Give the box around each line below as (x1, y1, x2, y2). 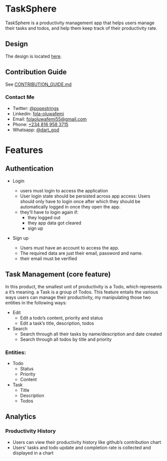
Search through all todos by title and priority (20, 336, 112, 342)
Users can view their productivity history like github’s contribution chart (12, 439, 161, 445)
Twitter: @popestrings (12, 105, 59, 111)
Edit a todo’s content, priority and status (20, 315, 103, 321)
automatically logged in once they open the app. (20, 203, 121, 210)
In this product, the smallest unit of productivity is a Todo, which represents (5, 283, 162, 289)
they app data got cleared (27, 220, 82, 226)
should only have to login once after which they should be (20, 198, 141, 204)
